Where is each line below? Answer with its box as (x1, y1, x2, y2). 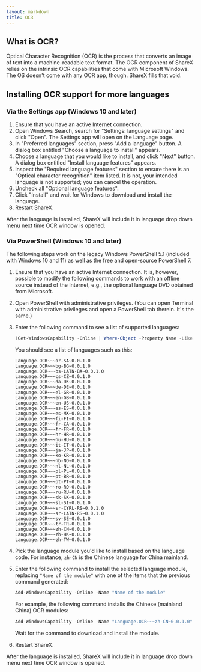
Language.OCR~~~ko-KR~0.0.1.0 (14, 453, 91, 459)
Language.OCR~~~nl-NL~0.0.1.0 (14, 463, 91, 469)
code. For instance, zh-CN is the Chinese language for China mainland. (14, 554, 188, 561)
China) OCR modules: (14, 607, 69, 614)
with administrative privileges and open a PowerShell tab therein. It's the (14, 306, 194, 313)
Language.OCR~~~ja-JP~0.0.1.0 (14, 447, 91, 454)
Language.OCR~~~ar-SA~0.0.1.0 (14, 358, 91, 364)
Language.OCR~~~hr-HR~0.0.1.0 (14, 432, 91, 438)
